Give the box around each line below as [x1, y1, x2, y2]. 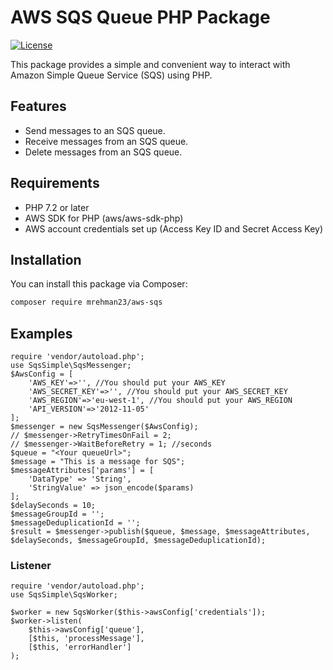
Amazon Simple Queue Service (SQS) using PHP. [10, 69, 213, 81]
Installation [10, 251, 82, 268]
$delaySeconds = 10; [10, 501, 97, 511]
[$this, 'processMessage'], [28, 634, 145, 644]
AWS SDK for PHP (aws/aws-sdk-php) [24, 212, 184, 224]
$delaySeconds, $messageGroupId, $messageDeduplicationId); [10, 536, 267, 546]
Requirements [10, 175, 100, 192]
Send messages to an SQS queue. [24, 124, 166, 136]
